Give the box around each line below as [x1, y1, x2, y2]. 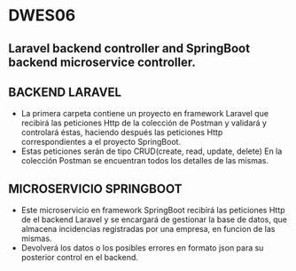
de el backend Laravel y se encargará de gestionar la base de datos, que [20, 214, 287, 225]
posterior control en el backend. [20, 252, 139, 263]
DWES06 [8, 5, 76, 26]
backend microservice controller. [8, 54, 196, 69]
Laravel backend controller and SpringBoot [8, 41, 250, 56]
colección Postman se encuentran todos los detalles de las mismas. [20, 155, 269, 166]
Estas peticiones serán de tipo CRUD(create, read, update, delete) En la [20, 146, 283, 156]
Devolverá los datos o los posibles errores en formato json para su [20, 243, 264, 253]
